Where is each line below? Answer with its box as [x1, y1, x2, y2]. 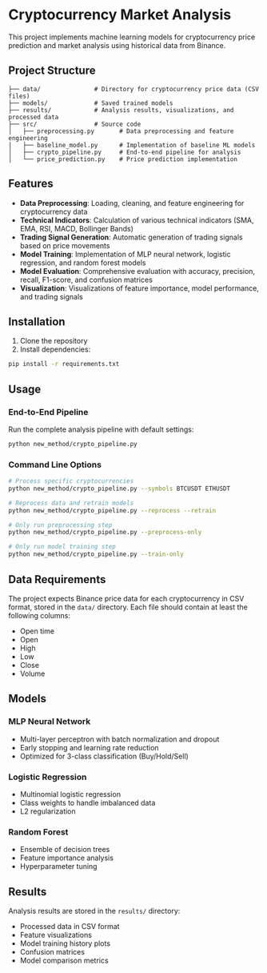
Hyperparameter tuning [19, 862, 98, 871]
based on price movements [19, 240, 110, 250]
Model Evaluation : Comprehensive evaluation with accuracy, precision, [19, 266, 256, 275]
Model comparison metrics [19, 955, 110, 966]
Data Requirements [8, 573, 106, 586]
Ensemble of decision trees [19, 845, 110, 854]
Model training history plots [19, 939, 110, 948]
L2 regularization [19, 806, 76, 816]
